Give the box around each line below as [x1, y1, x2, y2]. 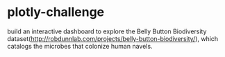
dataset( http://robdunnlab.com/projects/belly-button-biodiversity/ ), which [7, 34, 219, 42]
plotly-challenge [7, 4, 105, 20]
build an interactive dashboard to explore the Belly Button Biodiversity [7, 27, 207, 35]
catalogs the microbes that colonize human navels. [7, 42, 153, 50]
